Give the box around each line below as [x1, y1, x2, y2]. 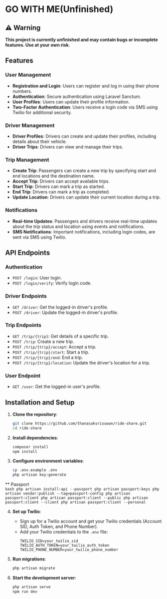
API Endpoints [5, 248, 50, 257]
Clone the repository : [12, 411, 58, 417]
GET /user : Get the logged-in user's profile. [12, 383, 101, 389]
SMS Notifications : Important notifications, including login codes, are [12, 228, 156, 234]
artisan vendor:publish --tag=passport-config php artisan [5, 491, 131, 496]
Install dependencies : [12, 434, 58, 440]
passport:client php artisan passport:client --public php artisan [5, 495, 149, 500]
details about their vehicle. [12, 138, 67, 144]
